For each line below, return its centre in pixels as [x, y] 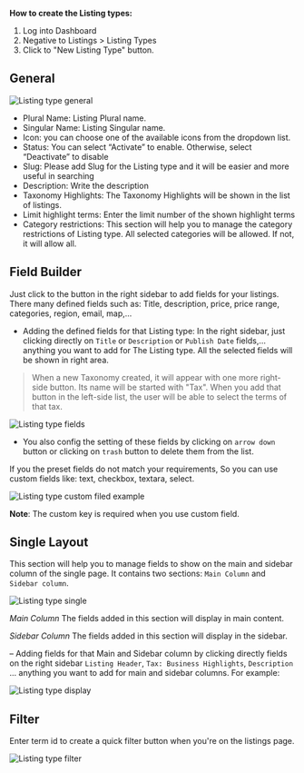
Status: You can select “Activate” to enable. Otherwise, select [137, 147]
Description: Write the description [86, 185]
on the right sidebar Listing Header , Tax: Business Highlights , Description [151, 663]
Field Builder [46, 272]
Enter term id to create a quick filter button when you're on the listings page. [152, 741]
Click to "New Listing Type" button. [88, 50]
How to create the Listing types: [71, 13]
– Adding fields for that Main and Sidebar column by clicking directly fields [148, 654]
